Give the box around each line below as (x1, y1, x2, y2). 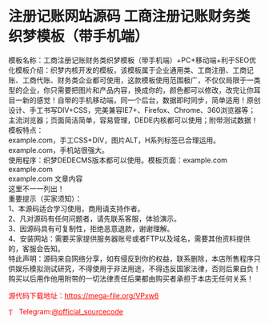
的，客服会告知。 (8, 243, 65, 253)
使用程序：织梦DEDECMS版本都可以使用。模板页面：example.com (8, 155, 228, 165)
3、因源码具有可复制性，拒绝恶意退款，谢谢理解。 (8, 223, 175, 233)
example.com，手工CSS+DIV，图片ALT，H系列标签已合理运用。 (8, 135, 221, 145)
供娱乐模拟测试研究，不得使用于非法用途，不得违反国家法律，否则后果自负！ (8, 263, 261, 273)
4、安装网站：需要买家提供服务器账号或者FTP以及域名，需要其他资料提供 (8, 234, 251, 243)
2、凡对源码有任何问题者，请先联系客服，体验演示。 (8, 214, 182, 223)
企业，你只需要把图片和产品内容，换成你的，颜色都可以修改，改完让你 (22, 85, 254, 94)
